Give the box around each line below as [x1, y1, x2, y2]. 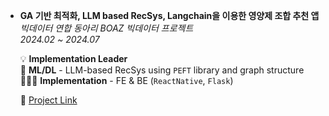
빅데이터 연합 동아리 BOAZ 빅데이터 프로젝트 [19, 22, 194, 34]
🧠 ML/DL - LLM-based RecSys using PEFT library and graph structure [19, 64, 305, 76]
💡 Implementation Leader [19, 53, 128, 64]
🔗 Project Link [19, 94, 78, 106]
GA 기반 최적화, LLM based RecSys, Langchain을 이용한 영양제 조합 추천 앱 [19, 10, 320, 21]
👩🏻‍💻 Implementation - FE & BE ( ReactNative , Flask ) [19, 75, 234, 86]
